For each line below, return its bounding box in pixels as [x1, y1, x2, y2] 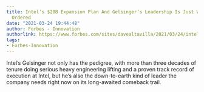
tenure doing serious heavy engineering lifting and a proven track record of [6, 65, 194, 73]
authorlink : [6, 31, 36, 38]
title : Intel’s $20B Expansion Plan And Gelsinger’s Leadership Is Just [6, 8, 194, 15]
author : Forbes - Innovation [6, 25, 80, 32]
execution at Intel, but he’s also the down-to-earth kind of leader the [6, 72, 177, 79]
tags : [6, 37, 20, 43]
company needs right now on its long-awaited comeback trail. [6, 78, 161, 85]
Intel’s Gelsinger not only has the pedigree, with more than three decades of [6, 59, 196, 67]
